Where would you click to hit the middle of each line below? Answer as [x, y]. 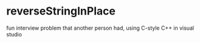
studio [14, 34]
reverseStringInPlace [61, 11]
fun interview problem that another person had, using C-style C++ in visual [100, 28]
